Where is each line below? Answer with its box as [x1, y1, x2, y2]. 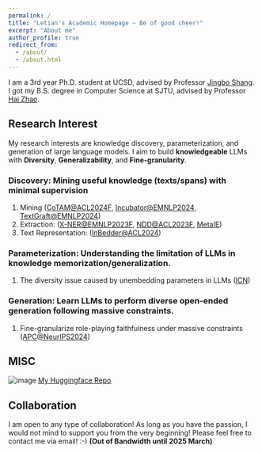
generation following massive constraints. [8, 306, 174, 317]
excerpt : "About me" [8, 26, 77, 34]
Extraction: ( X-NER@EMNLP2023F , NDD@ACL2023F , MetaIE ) [19, 219, 222, 229]
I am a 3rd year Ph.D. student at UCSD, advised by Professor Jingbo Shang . [8, 77, 255, 87]
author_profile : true [8, 33, 80, 42]
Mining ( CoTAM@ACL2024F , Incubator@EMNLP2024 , [19, 203, 196, 212]
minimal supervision [8, 185, 89, 196]
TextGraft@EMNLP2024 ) [19, 211, 101, 220]
